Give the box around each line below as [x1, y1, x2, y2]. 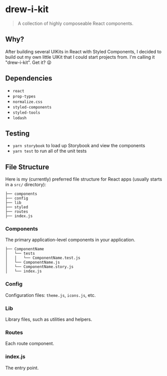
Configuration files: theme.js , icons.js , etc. [5, 292, 96, 298]
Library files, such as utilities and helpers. [5, 316, 92, 323]
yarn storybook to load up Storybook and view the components [12, 143, 146, 149]
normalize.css [12, 99, 43, 105]
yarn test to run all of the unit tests [12, 148, 87, 154]
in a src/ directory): [5, 182, 47, 188]
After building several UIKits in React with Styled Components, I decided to [5, 48, 161, 54]
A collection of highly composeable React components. [17, 20, 133, 26]
